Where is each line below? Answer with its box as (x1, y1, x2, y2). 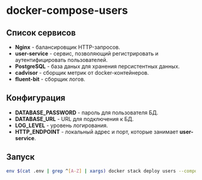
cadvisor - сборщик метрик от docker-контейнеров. (14, 69, 149, 76)
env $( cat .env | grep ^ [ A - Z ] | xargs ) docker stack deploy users (6, 168, 176, 174)
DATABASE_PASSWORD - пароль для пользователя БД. (14, 109, 159, 116)
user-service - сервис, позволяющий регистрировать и (14, 50, 159, 57)
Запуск (6, 152, 35, 163)
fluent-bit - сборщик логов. (14, 76, 85, 82)
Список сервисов (6, 28, 76, 38)
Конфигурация (6, 93, 66, 103)
